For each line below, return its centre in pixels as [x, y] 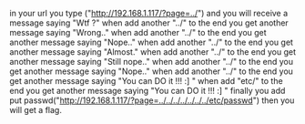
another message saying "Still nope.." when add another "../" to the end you [152, 62]
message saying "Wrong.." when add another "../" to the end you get [138, 32]
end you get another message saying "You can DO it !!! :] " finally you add [147, 91]
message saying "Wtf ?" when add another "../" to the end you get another [149, 23]
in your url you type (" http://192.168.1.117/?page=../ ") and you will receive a [149, 13]
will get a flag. [36, 110]
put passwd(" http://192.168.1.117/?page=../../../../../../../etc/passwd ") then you [152, 100]
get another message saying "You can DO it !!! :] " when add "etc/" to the [147, 81]
